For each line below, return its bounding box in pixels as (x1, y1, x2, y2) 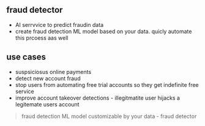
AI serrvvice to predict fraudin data (15, 21, 104, 28)
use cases (6, 52, 47, 62)
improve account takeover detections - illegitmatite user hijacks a (15, 94, 181, 102)
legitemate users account (15, 100, 80, 108)
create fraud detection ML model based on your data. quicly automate (15, 28, 192, 35)
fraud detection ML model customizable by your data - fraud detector (21, 113, 197, 120)
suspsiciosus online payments (15, 68, 92, 75)
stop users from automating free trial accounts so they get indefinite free (15, 81, 199, 88)
